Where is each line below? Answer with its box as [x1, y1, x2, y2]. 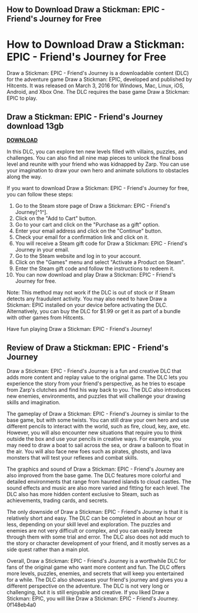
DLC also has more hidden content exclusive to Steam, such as [6, 490, 159, 497]
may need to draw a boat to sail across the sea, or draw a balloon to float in [6, 441, 189, 448]
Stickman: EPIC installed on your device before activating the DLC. [6, 301, 168, 309]
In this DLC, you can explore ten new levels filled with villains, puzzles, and [6, 148, 187, 155]
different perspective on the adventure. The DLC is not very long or [6, 582, 169, 589]
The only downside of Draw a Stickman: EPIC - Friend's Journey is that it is [6, 508, 189, 515]
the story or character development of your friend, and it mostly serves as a [6, 539, 190, 546]
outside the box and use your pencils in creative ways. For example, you [6, 435, 182, 442]
